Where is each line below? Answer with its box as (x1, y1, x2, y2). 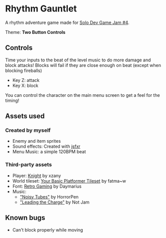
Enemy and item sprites (12, 138, 61, 144)
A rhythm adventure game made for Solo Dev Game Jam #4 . (5, 19, 130, 25)
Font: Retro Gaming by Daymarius (12, 183, 82, 189)
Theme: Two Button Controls (5, 29, 66, 35)
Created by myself (5, 127, 51, 134)
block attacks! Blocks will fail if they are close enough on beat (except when (5, 62, 161, 68)
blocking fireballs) (5, 67, 42, 73)
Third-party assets (5, 161, 52, 168)
